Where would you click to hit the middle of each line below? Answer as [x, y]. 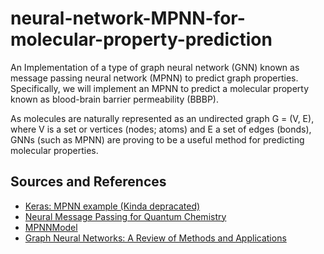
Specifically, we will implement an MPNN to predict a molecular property [160, 88]
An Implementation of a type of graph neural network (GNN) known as [155, 67]
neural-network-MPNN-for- [128, 18]
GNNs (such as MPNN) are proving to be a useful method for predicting [157, 139]
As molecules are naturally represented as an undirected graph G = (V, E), [162, 118]
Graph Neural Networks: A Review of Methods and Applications [155, 238]
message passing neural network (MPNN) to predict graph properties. [154, 78]
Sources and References [88, 182]
